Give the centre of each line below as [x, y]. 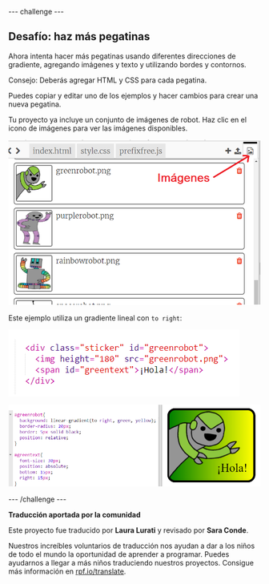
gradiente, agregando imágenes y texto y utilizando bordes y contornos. [127, 64]
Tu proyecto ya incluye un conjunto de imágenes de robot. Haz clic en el [127, 119]
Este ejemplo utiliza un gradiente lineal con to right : [95, 318]
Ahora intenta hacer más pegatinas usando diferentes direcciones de [122, 56]
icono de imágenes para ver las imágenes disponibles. [98, 128]
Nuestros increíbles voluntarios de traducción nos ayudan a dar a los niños [132, 546]
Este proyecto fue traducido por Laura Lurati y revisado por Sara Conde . [128, 530]
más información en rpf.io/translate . [67, 571]
